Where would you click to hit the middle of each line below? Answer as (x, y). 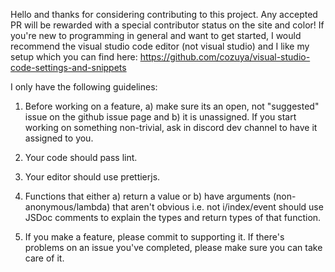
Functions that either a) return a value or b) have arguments (147, 196)
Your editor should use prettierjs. (92, 177)
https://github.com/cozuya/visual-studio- (225, 57)
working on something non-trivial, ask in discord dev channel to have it (171, 127)
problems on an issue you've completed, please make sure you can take (173, 247)
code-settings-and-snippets (68, 67)
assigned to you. (59, 138)
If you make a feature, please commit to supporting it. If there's (154, 237)
